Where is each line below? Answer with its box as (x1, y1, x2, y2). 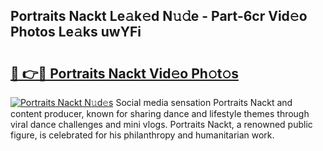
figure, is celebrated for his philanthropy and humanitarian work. (10, 129, 275, 141)
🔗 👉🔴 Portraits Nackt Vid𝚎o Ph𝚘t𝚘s (10, 65, 239, 82)
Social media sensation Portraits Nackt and (115, 97, 293, 108)
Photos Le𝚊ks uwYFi (10, 24, 142, 41)
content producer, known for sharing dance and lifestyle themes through (10, 108, 310, 119)
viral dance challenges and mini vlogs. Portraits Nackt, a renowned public (10, 119, 313, 130)
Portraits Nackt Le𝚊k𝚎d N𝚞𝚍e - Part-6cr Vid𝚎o (10, 8, 308, 25)
